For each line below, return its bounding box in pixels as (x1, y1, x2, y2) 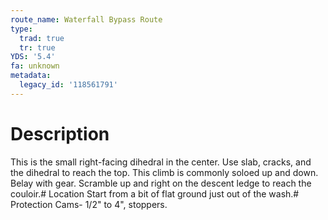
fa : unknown (10, 61, 60, 71)
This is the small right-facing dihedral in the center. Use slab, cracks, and (10, 156, 312, 168)
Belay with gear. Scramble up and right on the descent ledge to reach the (10, 177, 312, 189)
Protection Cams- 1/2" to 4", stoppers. (10, 198, 168, 210)
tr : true (19, 42, 56, 53)
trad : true (19, 33, 65, 43)
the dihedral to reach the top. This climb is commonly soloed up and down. (10, 166, 319, 178)
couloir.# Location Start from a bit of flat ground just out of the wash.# (10, 187, 300, 200)
